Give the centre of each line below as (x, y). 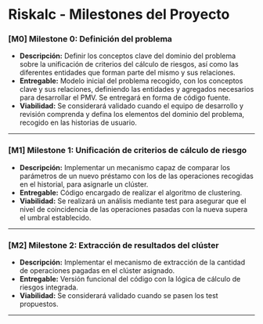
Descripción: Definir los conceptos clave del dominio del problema (128, 56)
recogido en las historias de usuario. (78, 122)
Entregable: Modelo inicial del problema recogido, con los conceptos (131, 81)
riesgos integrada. (49, 287)
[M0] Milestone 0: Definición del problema (90, 39)
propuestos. (39, 304)
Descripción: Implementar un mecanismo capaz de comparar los (125, 167)
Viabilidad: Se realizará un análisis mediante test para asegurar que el (133, 201)
